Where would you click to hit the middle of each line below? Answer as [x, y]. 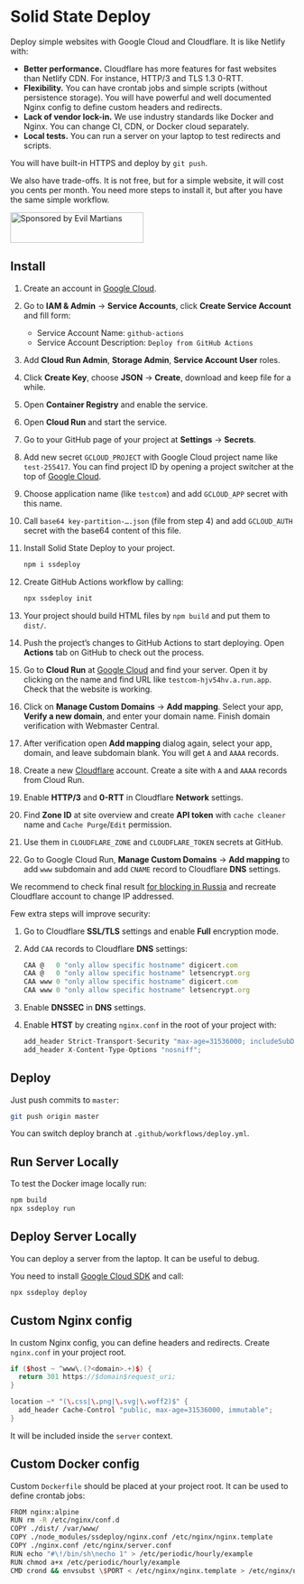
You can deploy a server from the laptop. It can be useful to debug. [135, 1258]
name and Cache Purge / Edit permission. [97, 825]
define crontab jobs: [48, 1495]
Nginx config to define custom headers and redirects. [123, 107]
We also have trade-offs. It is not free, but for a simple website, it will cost [147, 180]
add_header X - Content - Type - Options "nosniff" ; [112, 1049]
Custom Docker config [75, 1464]
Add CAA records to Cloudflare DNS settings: [105, 948]
